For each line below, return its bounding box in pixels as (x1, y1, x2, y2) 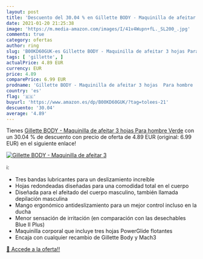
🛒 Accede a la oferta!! (6, 246, 60, 253)
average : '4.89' (6, 110, 47, 116)
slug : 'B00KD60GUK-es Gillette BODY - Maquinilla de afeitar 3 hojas (6, 49, 185, 55)
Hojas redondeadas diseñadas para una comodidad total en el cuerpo (14, 183, 189, 190)
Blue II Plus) (14, 221, 45, 228)
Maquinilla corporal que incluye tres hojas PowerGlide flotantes (14, 227, 173, 235)
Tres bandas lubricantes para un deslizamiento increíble (14, 176, 155, 183)
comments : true (6, 32, 45, 38)
